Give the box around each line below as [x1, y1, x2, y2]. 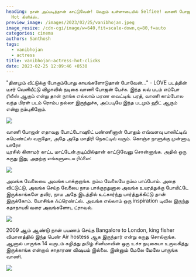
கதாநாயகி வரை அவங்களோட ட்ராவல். [6, 204, 93, 211]
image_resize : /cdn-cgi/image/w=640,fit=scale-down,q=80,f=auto [6, 25, 166, 31]
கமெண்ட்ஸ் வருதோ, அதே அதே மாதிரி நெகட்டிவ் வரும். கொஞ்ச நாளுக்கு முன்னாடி [6, 135, 190, 142]
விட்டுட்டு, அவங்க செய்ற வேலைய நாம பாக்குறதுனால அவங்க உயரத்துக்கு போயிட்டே [6, 184, 189, 191]
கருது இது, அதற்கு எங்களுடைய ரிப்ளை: [6, 155, 92, 162]
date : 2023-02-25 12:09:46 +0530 [6, 63, 88, 69]
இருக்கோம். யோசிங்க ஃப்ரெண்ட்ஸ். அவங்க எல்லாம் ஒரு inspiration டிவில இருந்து [6, 197, 189, 204]
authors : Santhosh [6, 36, 51, 42]
